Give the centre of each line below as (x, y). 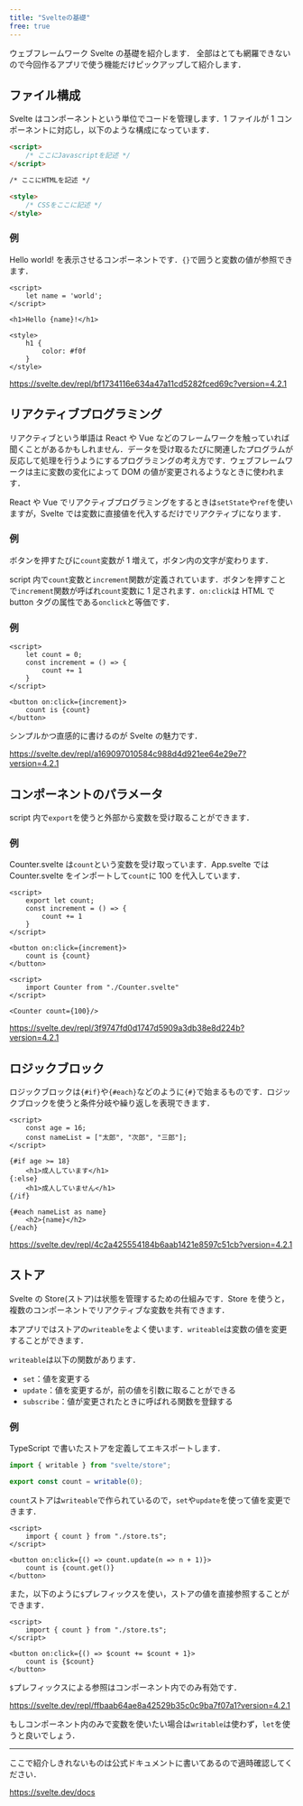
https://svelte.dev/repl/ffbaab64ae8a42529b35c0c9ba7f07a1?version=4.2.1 (150, 1705)
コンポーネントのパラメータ (87, 794)
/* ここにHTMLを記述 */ (50, 180)
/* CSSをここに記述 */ (64, 205)
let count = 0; (54, 655)
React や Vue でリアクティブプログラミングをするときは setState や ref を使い (151, 502)
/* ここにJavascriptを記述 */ (78, 156)
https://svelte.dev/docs (52, 1792)
